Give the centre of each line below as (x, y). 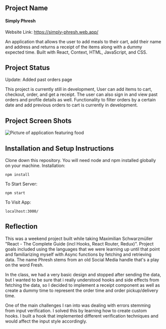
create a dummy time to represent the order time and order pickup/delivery (82, 290)
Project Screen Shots (38, 121)
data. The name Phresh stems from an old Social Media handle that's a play (82, 259)
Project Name (27, 8)
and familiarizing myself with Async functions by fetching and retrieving (79, 254)
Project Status (28, 67)
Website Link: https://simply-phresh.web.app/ (52, 32)
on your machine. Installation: (35, 165)
